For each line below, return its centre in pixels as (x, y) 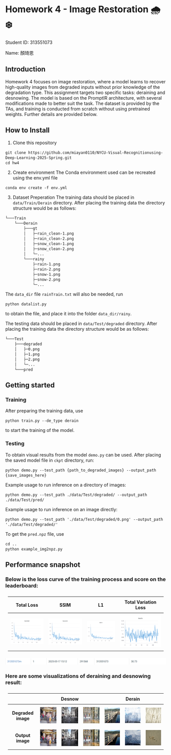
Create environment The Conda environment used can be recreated (84, 172)
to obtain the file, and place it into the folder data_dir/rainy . (68, 313)
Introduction (26, 69)
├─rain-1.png (46, 264)
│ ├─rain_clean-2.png (49, 238)
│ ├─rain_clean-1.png (49, 233)
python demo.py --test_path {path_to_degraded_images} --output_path (81, 470)
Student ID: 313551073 (29, 42)
